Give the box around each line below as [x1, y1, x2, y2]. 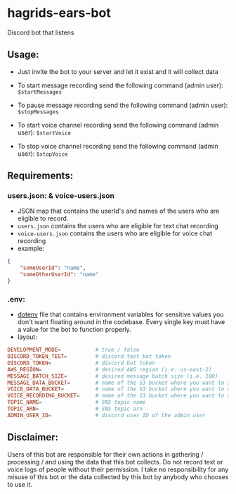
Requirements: [7, 170, 74, 182]
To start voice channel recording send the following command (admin [17, 121, 219, 129]
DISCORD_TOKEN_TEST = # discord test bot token [7, 353, 171, 360]
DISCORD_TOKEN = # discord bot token [7, 359, 156, 366]
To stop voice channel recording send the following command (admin [17, 142, 218, 150]
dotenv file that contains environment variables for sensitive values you [17, 310, 224, 319]
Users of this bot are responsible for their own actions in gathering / [7, 450, 204, 459]
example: [17, 245, 44, 253]
